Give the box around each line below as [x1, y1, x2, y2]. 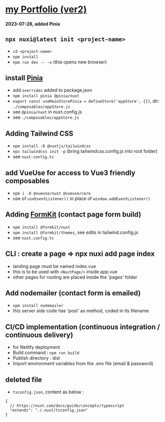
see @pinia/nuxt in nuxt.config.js [12, 109, 82, 115]
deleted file [5, 375, 42, 384]
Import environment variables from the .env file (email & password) [12, 361, 154, 367]
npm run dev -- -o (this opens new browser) [12, 59, 107, 65]
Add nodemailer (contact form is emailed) [5, 289, 141, 298]
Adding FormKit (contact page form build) [5, 210, 142, 219]
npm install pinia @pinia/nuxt [12, 94, 80, 99]
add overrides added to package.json [12, 87, 92, 93]
